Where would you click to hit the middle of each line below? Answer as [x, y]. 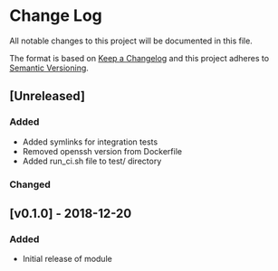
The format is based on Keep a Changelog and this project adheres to [139, 58]
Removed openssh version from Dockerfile [102, 151]
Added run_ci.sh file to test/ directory [92, 161]
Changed [30, 184]
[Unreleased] [48, 96]
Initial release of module [67, 259]
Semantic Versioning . [49, 68]
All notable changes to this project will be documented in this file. [131, 41]
